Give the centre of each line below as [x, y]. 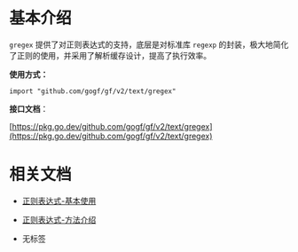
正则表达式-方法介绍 [59, 219]
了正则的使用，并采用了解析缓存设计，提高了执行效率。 [110, 55]
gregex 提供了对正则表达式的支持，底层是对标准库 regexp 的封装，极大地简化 [149, 44]
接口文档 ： [29, 108]
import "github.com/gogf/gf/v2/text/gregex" [93, 91]
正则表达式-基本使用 [59, 201]
